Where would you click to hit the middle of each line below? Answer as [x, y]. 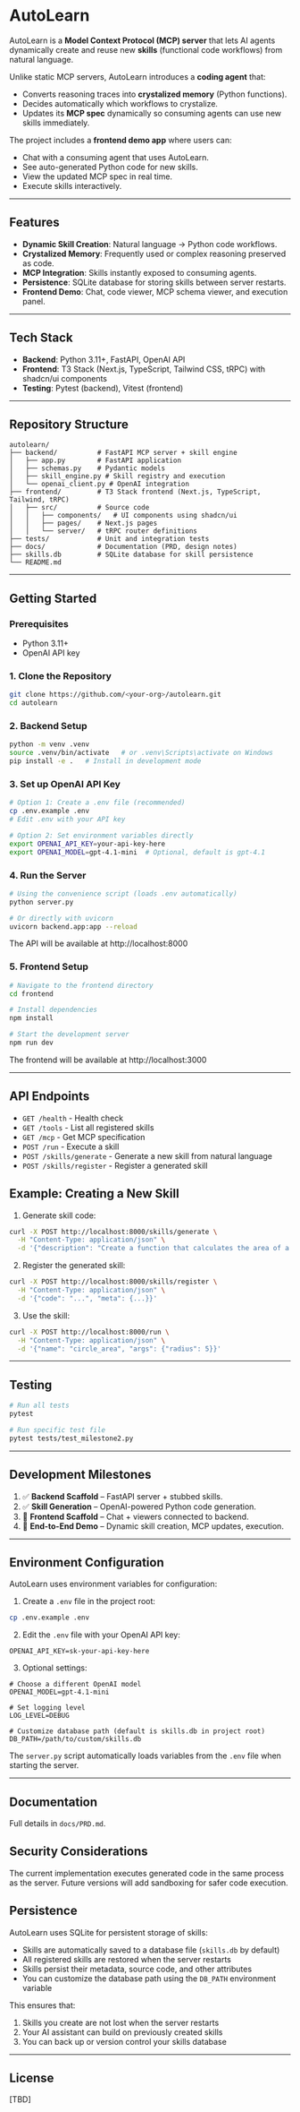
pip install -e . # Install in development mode [105, 761]
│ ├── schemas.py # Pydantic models [87, 468]
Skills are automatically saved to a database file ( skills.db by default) [151, 1950]
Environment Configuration [87, 1563]
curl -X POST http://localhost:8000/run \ [89, 1332]
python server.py [42, 902]
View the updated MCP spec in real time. [97, 176]
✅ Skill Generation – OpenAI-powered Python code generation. [139, 1507]
